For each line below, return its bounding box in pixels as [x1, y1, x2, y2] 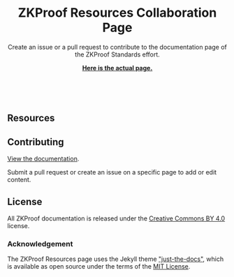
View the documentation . [7, 155, 80, 163]
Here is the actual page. [82, 63, 153, 72]
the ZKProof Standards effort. [74, 50, 161, 59]
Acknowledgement [7, 239, 73, 248]
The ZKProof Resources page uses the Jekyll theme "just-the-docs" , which [7, 255, 224, 263]
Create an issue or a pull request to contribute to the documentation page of [8, 43, 227, 51]
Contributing [7, 136, 64, 148]
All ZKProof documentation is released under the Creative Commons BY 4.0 [7, 214, 226, 223]
